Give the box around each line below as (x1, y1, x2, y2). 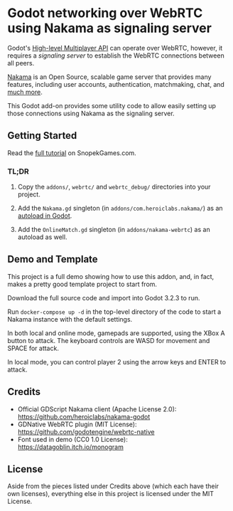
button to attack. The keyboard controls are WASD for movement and (7, 336, 210, 344)
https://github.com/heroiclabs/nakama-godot (17, 412, 151, 421)
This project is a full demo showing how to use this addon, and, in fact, (7, 272, 215, 280)
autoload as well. (17, 233, 67, 241)
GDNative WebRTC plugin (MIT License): (17, 420, 137, 428)
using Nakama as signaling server (7, 20, 212, 36)
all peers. (7, 58, 35, 67)
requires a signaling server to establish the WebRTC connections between (7, 51, 225, 60)
